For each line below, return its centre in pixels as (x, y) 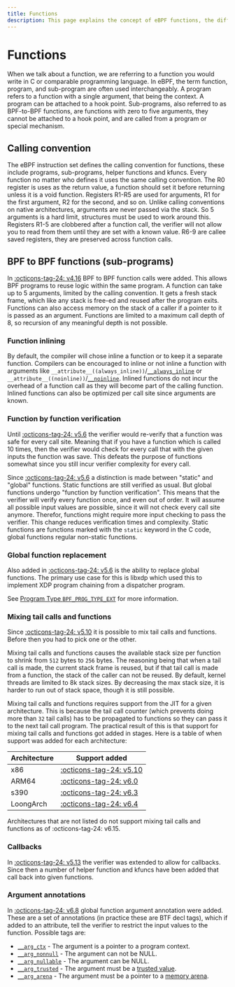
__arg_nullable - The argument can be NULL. (83, 961)
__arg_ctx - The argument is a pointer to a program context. (104, 946)
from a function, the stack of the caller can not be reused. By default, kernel (116, 675)
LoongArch (29, 804)
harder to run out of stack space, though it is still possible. (91, 690)
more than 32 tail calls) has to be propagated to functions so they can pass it (117, 718)
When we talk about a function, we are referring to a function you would (111, 74)
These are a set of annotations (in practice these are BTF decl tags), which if (117, 918)
